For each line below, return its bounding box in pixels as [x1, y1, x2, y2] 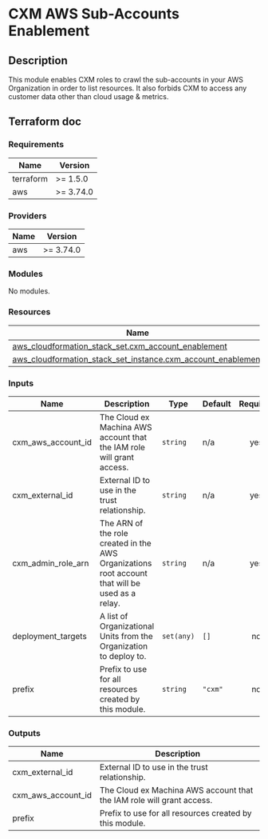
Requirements [8, 139, 65, 150]
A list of [99, 610, 128, 621]
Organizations [99, 557, 152, 569]
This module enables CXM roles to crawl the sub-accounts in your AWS [8, 75, 243, 84]
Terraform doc [8, 115, 82, 129]
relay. [99, 597, 121, 609]
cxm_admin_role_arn [12, 557, 89, 569]
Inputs [8, 378, 34, 389]
